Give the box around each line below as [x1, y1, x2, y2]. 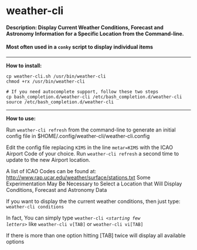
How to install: [6, 62, 42, 69]
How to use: [6, 114, 36, 121]
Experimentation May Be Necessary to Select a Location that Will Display [6, 180, 182, 187]
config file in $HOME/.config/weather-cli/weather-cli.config [6, 132, 150, 139]
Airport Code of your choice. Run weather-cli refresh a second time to [6, 150, 179, 157]
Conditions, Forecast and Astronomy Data [6, 186, 107, 193]
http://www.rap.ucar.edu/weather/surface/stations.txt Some [6, 174, 151, 181]
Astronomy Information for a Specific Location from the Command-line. [6, 30, 184, 37]
